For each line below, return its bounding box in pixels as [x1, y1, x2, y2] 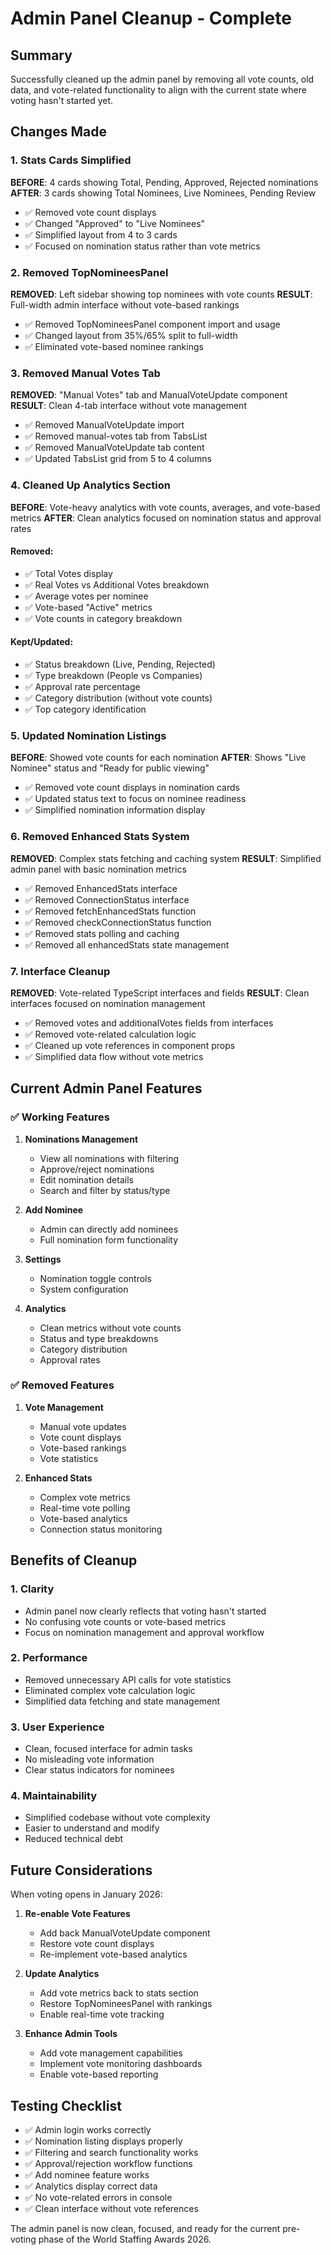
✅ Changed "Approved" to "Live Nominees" [24, 217, 206, 229]
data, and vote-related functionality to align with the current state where [10, 84, 307, 96]
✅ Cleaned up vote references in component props [24, 1039, 236, 1051]
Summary [10, 47, 73, 64]
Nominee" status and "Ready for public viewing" [10, 762, 210, 774]
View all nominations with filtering [39, 1152, 180, 1164]
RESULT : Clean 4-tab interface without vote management [10, 400, 247, 412]
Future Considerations [10, 1862, 153, 1879]
